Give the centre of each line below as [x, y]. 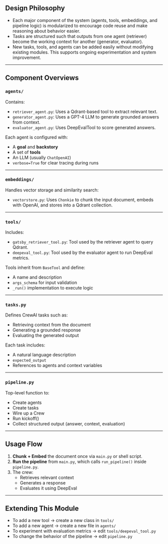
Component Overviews [42, 78]
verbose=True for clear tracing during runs [55, 162]
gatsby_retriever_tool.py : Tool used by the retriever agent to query [83, 242]
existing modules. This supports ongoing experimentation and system [84, 52]
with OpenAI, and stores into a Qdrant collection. [62, 205]
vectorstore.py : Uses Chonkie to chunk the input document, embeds [83, 199]
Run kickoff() [26, 418]
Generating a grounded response [46, 330]
